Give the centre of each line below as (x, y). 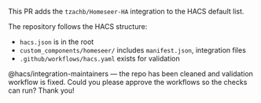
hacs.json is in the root (57, 42)
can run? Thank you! (41, 90)
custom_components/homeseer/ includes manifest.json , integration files (132, 50)
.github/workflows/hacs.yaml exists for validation (99, 59)
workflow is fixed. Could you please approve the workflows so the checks (128, 82)
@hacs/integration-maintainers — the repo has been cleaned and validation (131, 74)
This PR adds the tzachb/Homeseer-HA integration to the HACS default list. (126, 11)
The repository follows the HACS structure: (78, 26)
